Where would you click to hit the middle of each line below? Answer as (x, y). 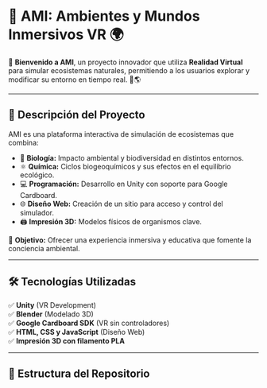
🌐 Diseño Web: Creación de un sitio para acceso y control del (122, 204)
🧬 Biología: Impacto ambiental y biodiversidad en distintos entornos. (132, 157)
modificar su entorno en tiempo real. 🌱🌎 (75, 80)
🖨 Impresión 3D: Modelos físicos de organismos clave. (111, 221)
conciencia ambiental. (44, 248)
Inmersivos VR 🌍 (66, 35)
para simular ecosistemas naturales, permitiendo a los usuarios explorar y (129, 70)
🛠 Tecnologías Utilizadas (72, 282)
